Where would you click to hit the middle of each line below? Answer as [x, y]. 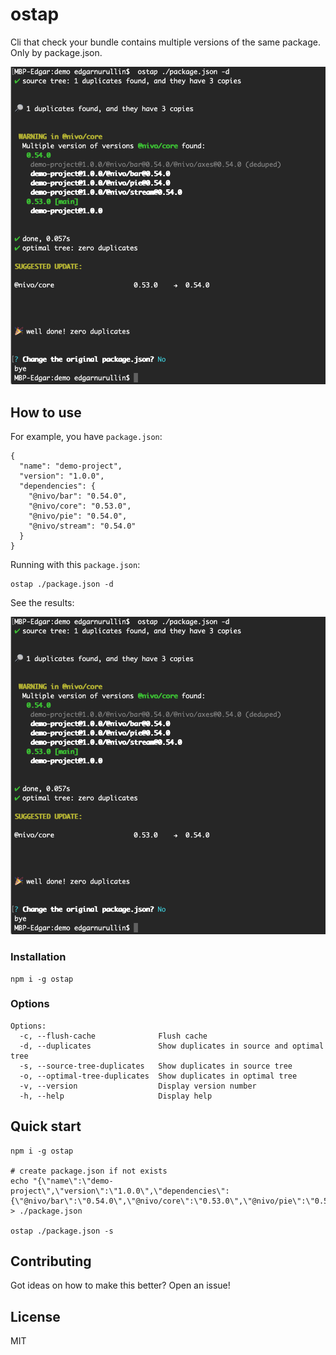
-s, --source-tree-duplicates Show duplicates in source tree [156, 1066]
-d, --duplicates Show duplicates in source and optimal [172, 1046]
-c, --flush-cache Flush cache [113, 1036]
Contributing [51, 1261]
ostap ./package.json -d [62, 584]
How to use [46, 412]
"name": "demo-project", [71, 466]
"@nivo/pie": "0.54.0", [78, 516]
